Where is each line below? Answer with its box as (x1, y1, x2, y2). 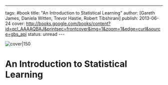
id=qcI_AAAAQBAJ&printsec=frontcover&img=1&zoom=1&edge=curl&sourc (5, 26, 161, 31)
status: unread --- (27, 31, 65, 37)
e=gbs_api (5, 31, 27, 37)
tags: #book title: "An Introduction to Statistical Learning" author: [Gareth (5, 10, 155, 15)
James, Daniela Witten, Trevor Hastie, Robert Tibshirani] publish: (5, 15, 138, 21)
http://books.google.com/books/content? (25, 20, 111, 26)
